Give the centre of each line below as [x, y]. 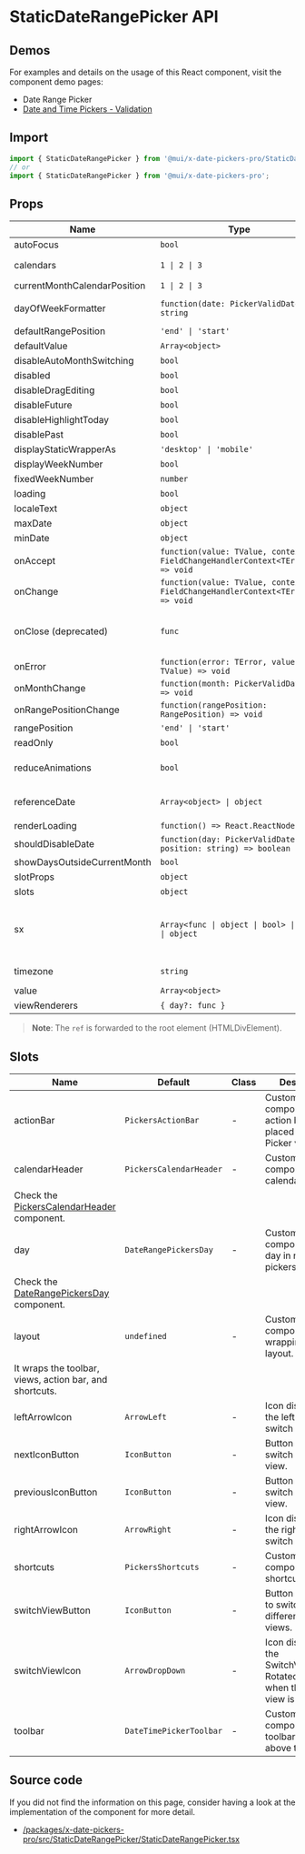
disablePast [39, 435]
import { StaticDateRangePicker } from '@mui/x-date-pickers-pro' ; [140, 176]
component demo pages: [56, 82]
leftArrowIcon [43, 1417]
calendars [35, 266]
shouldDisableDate [54, 844]
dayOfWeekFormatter [60, 308]
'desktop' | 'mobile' [207, 449]
